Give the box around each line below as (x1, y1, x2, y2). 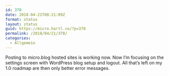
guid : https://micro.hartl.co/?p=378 (5, 26, 86, 31)
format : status (5, 17, 38, 22)
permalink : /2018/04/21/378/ (5, 31, 68, 36)
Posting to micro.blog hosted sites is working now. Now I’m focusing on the (5, 54, 164, 60)
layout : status (5, 21, 38, 27)
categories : (5, 36, 31, 41)
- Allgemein (10, 41, 36, 46)
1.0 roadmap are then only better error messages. (5, 65, 110, 71)
